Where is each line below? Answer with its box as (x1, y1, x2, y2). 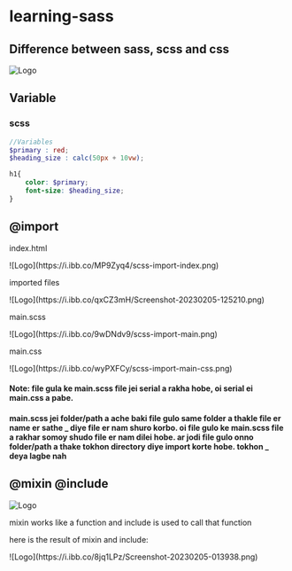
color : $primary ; (25, 178, 89, 187)
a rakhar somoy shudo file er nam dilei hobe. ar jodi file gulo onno (9, 432, 254, 442)
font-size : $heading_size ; (25, 186, 125, 196)
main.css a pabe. (9, 393, 73, 403)
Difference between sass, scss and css (9, 42, 230, 57)
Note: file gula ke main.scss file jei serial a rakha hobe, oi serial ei (9, 383, 254, 394)
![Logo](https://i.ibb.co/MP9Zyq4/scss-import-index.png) (9, 260, 219, 270)
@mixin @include (9, 476, 109, 491)
